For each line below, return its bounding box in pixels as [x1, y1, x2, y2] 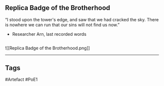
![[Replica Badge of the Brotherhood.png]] [5, 45, 90, 51]
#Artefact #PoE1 [5, 77, 38, 83]
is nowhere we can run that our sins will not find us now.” [5, 22, 120, 28]
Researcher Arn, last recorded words [12, 31, 87, 37]
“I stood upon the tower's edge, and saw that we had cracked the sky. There [5, 16, 159, 22]
